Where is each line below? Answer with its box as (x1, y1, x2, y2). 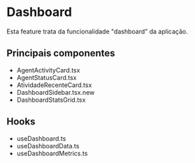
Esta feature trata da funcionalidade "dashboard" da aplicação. (6, 27, 188, 36)
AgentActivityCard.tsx (16, 65, 80, 74)
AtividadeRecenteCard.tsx (16, 81, 92, 89)
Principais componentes (6, 47, 116, 59)
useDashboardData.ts (16, 141, 80, 150)
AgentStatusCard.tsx (16, 73, 78, 81)
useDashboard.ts (16, 134, 66, 143)
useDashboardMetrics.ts (16, 149, 88, 157)
